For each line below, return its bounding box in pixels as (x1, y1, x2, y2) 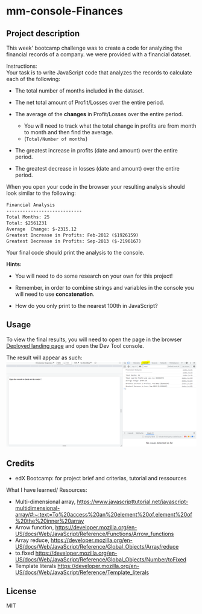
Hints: (6, 261, 22, 267)
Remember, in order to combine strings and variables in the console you (14, 284, 194, 291)
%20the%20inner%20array (14, 517, 84, 524)
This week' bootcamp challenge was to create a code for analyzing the (6, 44, 183, 51)
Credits (6, 459, 35, 469)
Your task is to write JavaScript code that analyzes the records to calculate (6, 69, 192, 76)
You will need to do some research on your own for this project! (14, 272, 173, 279)
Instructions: (6, 62, 37, 70)
